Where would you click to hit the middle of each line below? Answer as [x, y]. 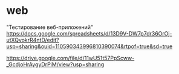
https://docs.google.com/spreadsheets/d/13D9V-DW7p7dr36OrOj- [89, 33]
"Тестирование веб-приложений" [50, 27]
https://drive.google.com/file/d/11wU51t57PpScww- [70, 58]
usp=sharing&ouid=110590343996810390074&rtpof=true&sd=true [89, 46]
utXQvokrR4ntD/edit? [33, 40]
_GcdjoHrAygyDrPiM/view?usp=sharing [55, 64]
